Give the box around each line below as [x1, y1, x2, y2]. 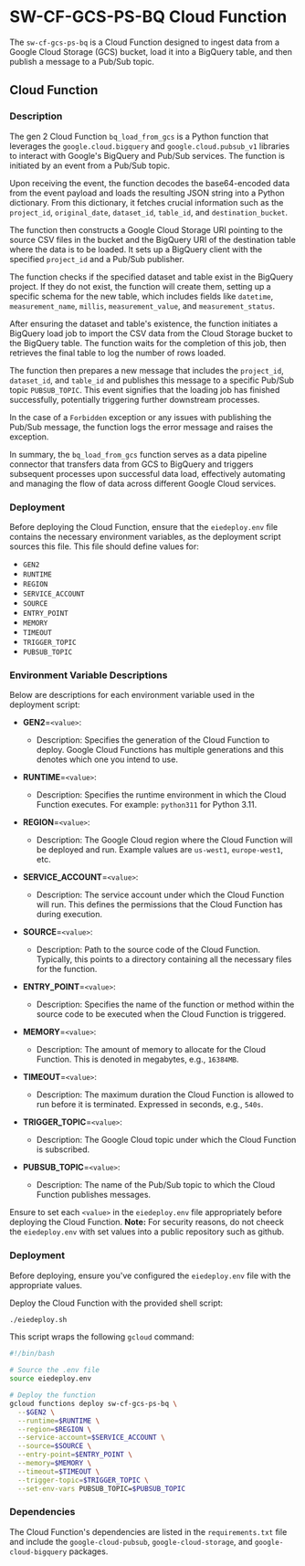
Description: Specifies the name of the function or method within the [36, 999, 295, 1010]
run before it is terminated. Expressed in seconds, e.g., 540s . [36, 1099, 264, 1110]
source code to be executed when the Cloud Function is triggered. [36, 1009, 287, 1020]
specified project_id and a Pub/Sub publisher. [9, 253, 184, 264]
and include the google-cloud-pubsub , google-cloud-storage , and [9, 1536, 253, 1547]
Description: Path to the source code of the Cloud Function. [36, 944, 261, 956]
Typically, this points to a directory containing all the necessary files [36, 954, 292, 965]
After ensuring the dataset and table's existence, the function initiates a [9, 318, 279, 329]
